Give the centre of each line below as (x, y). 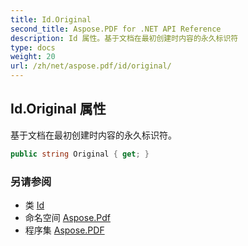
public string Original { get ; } (80, 154)
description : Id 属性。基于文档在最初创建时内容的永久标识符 (124, 38)
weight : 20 (33, 57)
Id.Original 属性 (58, 109)
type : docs (33, 47)
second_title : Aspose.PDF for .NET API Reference (116, 29)
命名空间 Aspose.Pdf (67, 217)
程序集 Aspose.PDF (64, 230)
